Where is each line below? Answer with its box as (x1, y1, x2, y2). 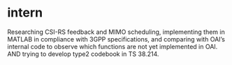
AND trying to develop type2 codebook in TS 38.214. (7, 50, 159, 58)
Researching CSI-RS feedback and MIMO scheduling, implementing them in (7, 28, 225, 36)
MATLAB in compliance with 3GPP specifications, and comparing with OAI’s (7, 35, 226, 43)
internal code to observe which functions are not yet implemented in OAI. (7, 42, 218, 50)
